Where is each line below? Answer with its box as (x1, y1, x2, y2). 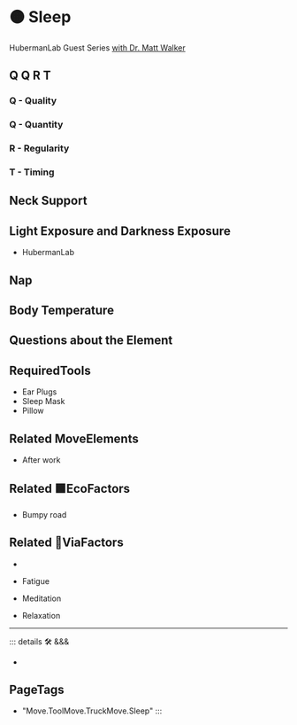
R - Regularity (9, 143, 70, 155)
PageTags (9, 682, 65, 698)
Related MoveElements (9, 431, 139, 446)
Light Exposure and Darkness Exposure (9, 223, 232, 238)
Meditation (21, 593, 62, 604)
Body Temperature (9, 303, 115, 317)
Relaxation (21, 610, 61, 620)
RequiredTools (9, 362, 91, 378)
